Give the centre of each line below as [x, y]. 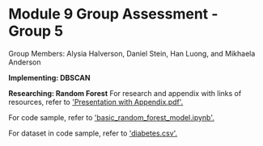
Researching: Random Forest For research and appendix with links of [125, 93]
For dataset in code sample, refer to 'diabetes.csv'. [93, 133]
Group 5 [36, 31]
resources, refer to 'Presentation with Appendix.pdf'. [96, 102]
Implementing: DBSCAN [49, 77]
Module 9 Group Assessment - [113, 14]
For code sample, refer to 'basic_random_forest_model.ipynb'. [111, 117]
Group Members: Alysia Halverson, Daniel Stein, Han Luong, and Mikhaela [132, 53]
